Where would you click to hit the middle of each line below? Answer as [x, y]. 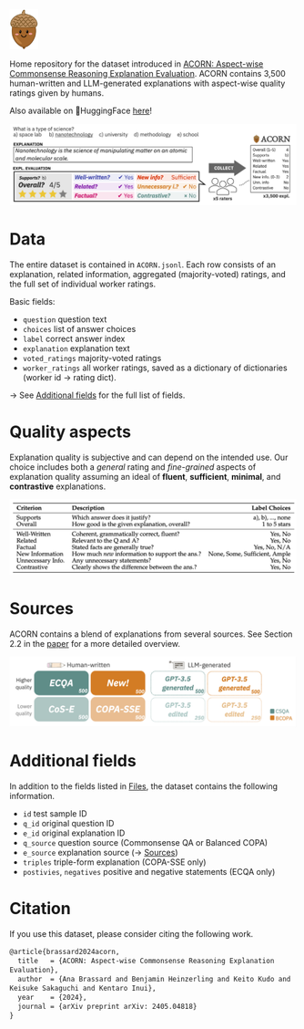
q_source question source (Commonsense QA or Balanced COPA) [145, 842]
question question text [65, 319]
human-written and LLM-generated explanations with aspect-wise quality [147, 83]
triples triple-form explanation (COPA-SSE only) [114, 862]
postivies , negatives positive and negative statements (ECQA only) [149, 871]
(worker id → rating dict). [69, 377]
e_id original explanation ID [74, 833]
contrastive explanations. [58, 486]
